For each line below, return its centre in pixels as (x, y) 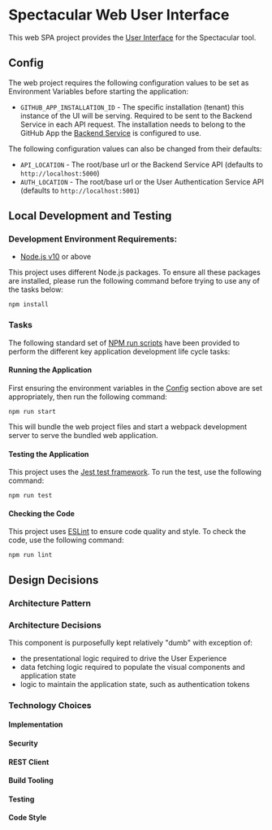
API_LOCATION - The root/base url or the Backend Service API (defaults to (142, 164)
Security (23, 743)
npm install (28, 305)
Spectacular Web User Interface (119, 15)
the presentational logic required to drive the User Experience (123, 658)
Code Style (28, 818)
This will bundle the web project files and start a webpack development (128, 426)
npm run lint (30, 555)
